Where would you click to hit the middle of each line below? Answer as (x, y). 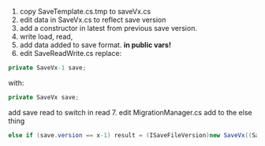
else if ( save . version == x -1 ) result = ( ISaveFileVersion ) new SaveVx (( (130, 135)
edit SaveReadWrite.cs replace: (71, 53)
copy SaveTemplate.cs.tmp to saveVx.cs (85, 11)
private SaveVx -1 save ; (47, 68)
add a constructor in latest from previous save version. (108, 28)
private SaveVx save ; (44, 97)
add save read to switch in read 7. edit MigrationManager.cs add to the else (130, 112)
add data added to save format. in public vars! (95, 45)
